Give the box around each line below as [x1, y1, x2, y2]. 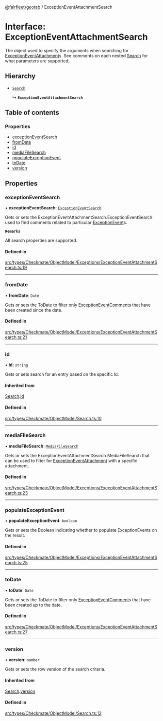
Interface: [5, 21, 46, 32]
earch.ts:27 [5, 629, 28, 635]
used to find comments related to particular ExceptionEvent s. [5, 220, 128, 225]
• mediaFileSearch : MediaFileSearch [5, 443, 79, 449]
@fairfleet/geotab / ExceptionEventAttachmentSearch [5, 4, 113, 10]
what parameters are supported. [5, 58, 70, 64]
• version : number [5, 657, 40, 663]
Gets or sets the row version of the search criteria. [5, 666, 106, 672]
